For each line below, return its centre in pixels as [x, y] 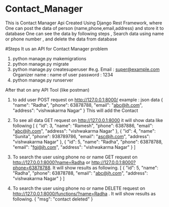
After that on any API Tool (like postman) [47, 90]
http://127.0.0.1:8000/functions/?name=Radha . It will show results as [84, 193]
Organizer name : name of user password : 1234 [63, 74]
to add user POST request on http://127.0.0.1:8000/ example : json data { [88, 100]
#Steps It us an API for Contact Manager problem [57, 49]
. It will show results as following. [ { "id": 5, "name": [104, 168]
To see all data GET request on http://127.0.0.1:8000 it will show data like [88, 120]
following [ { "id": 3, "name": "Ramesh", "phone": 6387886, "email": [83, 126]
